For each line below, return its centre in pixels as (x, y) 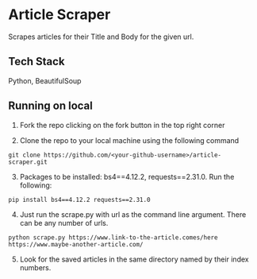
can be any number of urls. (64, 223)
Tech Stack (36, 62)
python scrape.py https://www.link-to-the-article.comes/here (113, 237)
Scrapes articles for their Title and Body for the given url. (101, 37)
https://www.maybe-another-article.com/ (76, 244)
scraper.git (28, 162)
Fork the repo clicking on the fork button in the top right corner (122, 125)
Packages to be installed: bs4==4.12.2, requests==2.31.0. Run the (127, 176)
